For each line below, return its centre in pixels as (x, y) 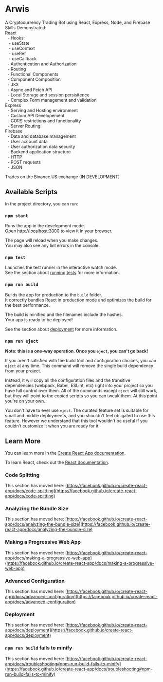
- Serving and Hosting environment (43, 110)
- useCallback (23, 58)
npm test (15, 257)
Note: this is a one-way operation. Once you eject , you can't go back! (77, 351)
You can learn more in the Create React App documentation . (65, 453)
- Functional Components (33, 74)
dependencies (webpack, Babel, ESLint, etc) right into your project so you (79, 385)
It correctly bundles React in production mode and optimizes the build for (78, 300)
